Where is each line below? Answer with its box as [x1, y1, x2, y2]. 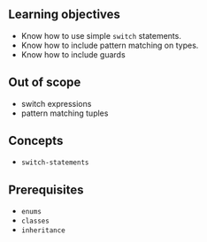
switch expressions [20, 98, 92, 109]
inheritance [20, 226, 65, 235]
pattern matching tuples [20, 108, 109, 118]
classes [20, 216, 50, 226]
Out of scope [8, 75, 81, 90]
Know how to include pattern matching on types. [20, 40, 199, 50]
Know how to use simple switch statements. [20, 30, 182, 41]
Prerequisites [8, 182, 84, 197]
